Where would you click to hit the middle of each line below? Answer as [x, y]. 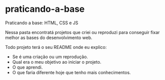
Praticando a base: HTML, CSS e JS [42, 23]
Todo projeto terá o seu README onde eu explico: [56, 47]
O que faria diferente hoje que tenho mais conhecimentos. [71, 72]
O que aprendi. [27, 67]
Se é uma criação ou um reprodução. [50, 57]
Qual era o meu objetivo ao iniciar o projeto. [57, 62]
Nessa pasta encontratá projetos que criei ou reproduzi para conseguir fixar [82, 32]
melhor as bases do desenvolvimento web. [49, 38]
